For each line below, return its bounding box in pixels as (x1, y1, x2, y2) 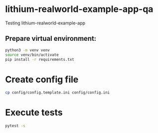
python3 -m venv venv (5, 47, 50, 53)
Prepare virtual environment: (5, 34, 97, 43)
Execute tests (5, 107, 63, 118)
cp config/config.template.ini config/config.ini (5, 90, 110, 95)
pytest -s (5, 124, 26, 129)
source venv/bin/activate (5, 52, 59, 57)
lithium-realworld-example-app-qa (5, 3, 154, 15)
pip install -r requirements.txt (5, 57, 75, 62)
